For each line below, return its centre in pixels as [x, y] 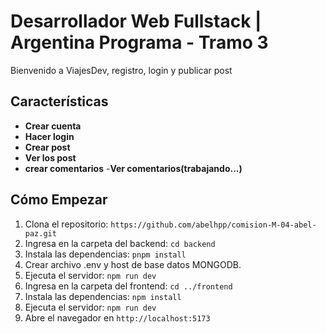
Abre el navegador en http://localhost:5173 [117, 317]
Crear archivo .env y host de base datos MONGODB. [133, 264]
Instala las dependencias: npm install [103, 296]
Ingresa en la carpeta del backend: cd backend [120, 243]
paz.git [40, 233]
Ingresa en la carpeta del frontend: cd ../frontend [128, 286]
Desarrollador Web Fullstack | [136, 21]
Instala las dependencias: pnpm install [105, 254]
